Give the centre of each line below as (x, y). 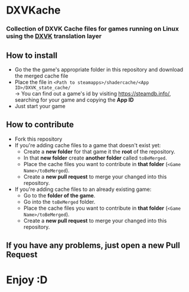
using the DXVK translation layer (54, 36)
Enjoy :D (27, 280)
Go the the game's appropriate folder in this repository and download (99, 69)
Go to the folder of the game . (59, 195)
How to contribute (40, 125)
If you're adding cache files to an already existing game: (83, 189)
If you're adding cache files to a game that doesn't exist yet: (88, 145)
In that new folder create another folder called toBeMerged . (95, 158)
